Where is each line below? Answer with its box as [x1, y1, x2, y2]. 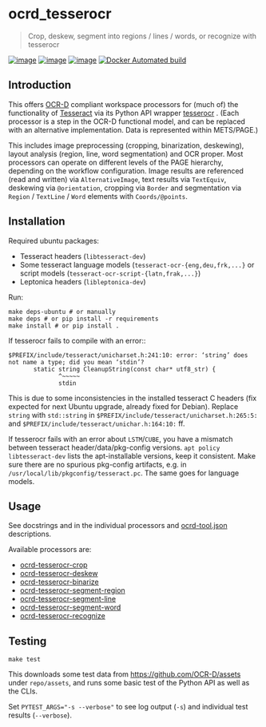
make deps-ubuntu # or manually [8, 308, 116, 316]
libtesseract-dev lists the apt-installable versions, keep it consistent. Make [8, 451, 256, 460]
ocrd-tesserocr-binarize [19, 577, 99, 587]
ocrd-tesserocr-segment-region [19, 586, 125, 595]
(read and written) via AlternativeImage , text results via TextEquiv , [8, 174, 227, 184]
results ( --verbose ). [8, 710, 72, 720]
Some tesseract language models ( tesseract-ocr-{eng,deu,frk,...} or [19, 260, 255, 269]
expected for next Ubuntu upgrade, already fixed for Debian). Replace [8, 401, 239, 411]
